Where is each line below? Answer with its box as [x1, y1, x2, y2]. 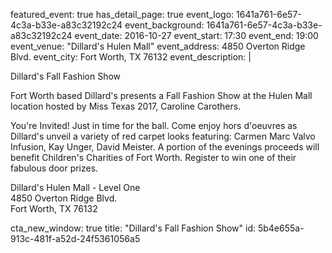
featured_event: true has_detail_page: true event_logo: [10, 9, 235, 20]
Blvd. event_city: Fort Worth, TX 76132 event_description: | [10, 51, 252, 63]
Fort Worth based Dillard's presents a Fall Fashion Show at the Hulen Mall [10, 90, 313, 101]
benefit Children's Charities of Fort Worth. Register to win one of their [10, 152, 297, 163]
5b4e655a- [257, 222, 305, 234]
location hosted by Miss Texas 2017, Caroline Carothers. [10, 100, 242, 112]
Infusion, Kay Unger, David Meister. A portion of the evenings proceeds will [10, 141, 320, 153]
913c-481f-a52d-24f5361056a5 [10, 233, 141, 244]
